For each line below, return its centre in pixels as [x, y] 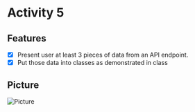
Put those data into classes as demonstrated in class [92, 63]
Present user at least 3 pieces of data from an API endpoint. [103, 55]
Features [27, 38]
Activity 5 [36, 13]
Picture [23, 85]
